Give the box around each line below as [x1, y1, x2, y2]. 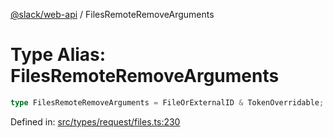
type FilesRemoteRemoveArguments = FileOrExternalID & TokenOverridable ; [10, 97, 325, 108]
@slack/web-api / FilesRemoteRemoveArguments [10, 9, 215, 20]
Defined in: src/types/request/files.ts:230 [10, 115, 181, 128]
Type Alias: [10, 44, 107, 66]
